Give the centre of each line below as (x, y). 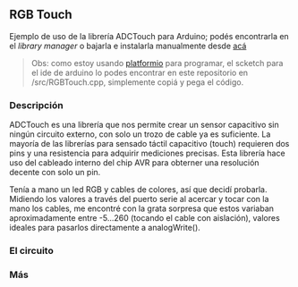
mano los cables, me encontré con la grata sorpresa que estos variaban (142, 208)
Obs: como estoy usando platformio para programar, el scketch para (157, 63)
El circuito (31, 251)
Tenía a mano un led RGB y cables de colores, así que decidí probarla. (138, 190)
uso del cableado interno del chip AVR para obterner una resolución (134, 163)
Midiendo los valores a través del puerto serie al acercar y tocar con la (139, 199)
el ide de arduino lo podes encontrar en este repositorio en (140, 72)
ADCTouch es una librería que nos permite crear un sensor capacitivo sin (144, 125)
